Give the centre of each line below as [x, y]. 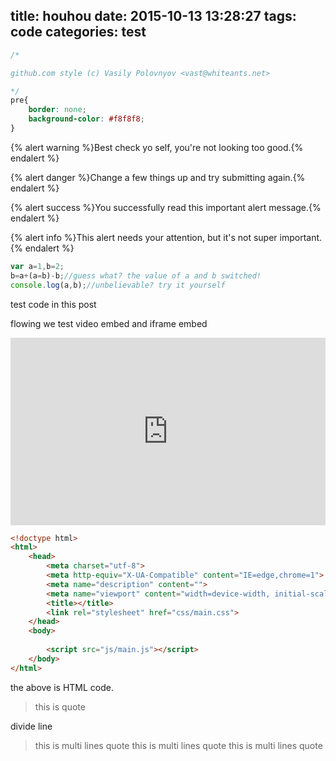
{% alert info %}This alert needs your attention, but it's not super [144, 237]
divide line [31, 726]
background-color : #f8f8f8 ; [86, 119]
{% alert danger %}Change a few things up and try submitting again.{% [158, 177]
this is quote [60, 706]
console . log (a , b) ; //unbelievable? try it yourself [118, 285]
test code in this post [53, 304]
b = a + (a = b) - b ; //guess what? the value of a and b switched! [136, 275]
